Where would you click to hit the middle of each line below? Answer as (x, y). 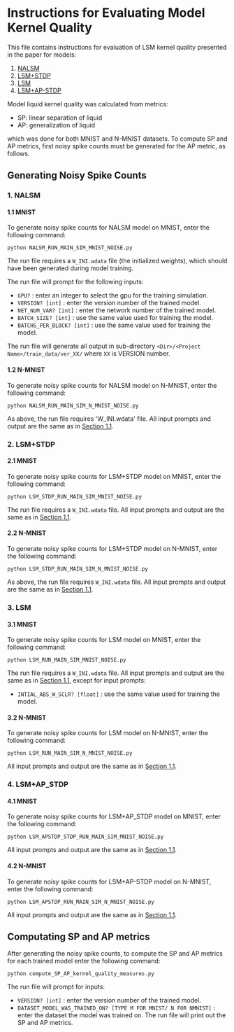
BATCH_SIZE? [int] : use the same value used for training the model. (115, 318)
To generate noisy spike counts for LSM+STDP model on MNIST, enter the (114, 476)
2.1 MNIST (22, 461)
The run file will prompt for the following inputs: (75, 282)
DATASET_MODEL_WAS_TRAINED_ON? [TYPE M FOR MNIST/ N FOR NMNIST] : (116, 1008)
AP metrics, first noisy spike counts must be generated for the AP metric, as (116, 146)
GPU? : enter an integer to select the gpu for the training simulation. (112, 295)
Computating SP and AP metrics (79, 937)
